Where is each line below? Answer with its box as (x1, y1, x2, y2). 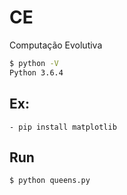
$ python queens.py (9, 176, 91, 186)
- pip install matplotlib (9, 122, 117, 132)
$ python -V (9, 58, 59, 68)
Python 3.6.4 (9, 67, 64, 78)
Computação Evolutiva (9, 39, 103, 51)
